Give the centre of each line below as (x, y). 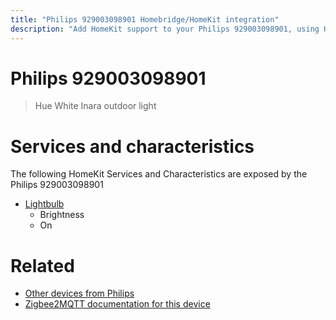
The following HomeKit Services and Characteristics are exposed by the (159, 174)
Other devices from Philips (79, 293)
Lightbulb (44, 204)
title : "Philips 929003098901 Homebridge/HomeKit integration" (145, 19)
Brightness (62, 215)
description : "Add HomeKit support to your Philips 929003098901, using (165, 29)
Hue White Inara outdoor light (95, 106)
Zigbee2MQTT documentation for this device (117, 304)
